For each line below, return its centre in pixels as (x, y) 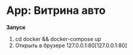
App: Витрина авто (56, 11)
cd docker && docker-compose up (58, 39)
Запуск (16, 27)
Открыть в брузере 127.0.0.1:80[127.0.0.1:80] (71, 45)
